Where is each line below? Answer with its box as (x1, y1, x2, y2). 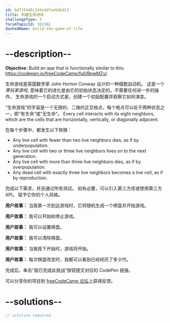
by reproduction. (12, 175, 48, 181)
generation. (12, 153, 37, 159)
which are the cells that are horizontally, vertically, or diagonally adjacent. (5, 116, 159, 122)
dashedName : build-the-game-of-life (5, 26, 83, 31)
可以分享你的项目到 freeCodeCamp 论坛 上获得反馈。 (5, 278, 116, 284)
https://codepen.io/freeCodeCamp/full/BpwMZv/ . (5, 71, 108, 77)
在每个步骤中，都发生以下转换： (5, 127, 72, 133)
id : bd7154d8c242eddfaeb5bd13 (5, 7, 70, 13)
